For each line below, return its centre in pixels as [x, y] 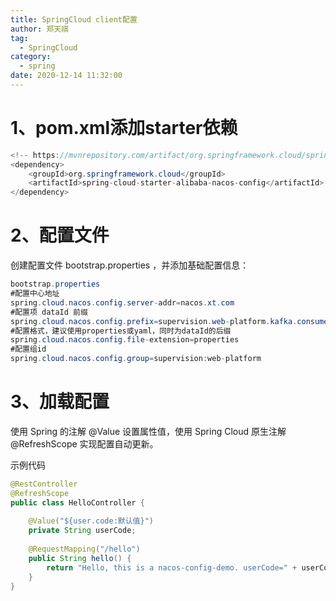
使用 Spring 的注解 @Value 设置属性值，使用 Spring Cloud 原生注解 [148, 431]
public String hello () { [80, 558]
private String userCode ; [82, 531]
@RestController [44, 484]
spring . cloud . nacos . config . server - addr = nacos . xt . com [122, 302]
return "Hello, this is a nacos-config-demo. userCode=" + [172, 567]
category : [31, 57]
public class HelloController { [77, 502]
